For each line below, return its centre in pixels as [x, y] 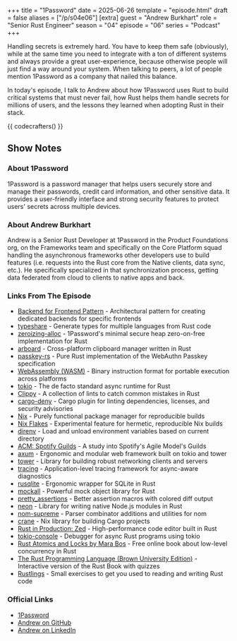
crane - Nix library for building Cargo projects [84, 521]
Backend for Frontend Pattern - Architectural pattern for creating [111, 311]
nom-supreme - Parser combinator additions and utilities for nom [112, 514]
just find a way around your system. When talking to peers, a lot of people [115, 69]
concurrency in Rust [47, 551]
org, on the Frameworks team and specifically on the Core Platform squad [115, 247]
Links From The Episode [49, 296]
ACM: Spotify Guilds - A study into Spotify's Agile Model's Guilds [112, 446]
